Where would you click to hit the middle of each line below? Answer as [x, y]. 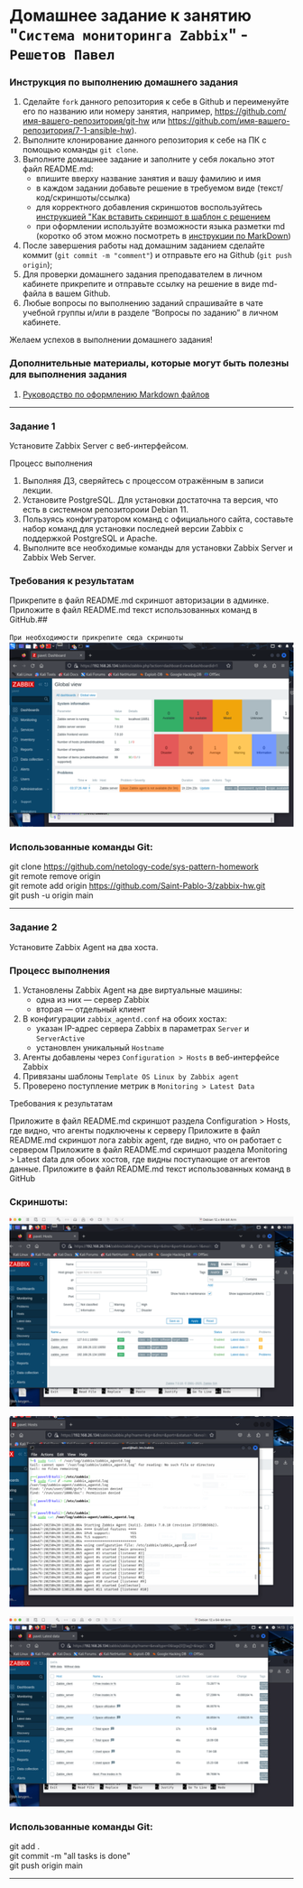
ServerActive [60, 1039]
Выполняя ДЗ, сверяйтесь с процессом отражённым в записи [143, 481]
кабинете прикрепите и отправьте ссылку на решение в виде [141, 284]
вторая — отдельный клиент [91, 1009]
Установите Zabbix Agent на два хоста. [84, 947]
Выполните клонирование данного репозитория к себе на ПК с [144, 140]
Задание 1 [32, 426]
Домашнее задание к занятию [131, 16]
